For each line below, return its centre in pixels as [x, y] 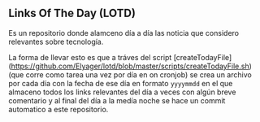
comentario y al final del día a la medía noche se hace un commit [117, 100]
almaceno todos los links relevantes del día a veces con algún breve [122, 92]
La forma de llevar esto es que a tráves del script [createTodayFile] [120, 57]
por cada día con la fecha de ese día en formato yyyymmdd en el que [121, 83]
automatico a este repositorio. [58, 109]
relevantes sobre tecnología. [56, 41]
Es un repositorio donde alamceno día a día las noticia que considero [124, 33]
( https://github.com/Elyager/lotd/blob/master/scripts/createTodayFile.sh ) [130, 66]
